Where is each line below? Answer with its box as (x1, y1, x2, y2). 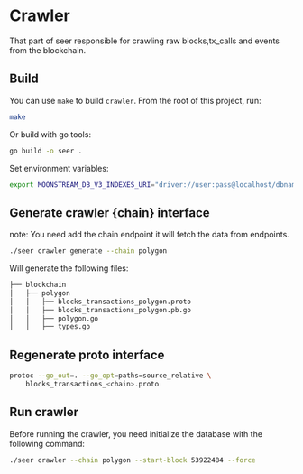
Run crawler (9, 404, 79, 420)
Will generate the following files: (9, 263, 129, 274)
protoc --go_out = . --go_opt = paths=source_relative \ (9, 371, 212, 380)
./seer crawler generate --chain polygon (9, 246, 168, 256)
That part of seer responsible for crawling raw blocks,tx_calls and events (9, 35, 280, 46)
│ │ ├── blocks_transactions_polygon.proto (9, 297, 192, 306)
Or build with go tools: (9, 128, 92, 140)
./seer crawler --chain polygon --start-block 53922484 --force (9, 455, 256, 465)
